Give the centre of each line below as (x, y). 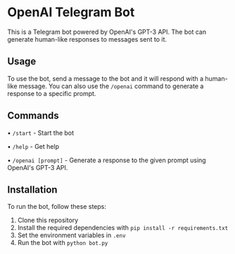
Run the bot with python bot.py (63, 243)
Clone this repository (48, 220)
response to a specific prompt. (52, 93)
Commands (33, 116)
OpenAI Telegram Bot (71, 12)
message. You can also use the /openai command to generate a (111, 86)
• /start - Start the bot (41, 133)
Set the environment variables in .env (71, 235)
